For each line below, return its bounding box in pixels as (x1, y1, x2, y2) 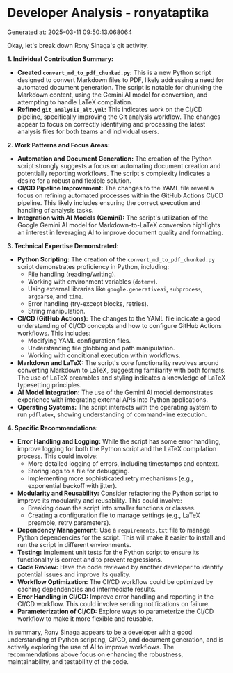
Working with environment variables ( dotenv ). (27, 277, 158, 286)
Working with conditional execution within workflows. (27, 351, 181, 359)
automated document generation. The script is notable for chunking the (17, 83, 223, 91)
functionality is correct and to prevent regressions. (17, 555, 163, 564)
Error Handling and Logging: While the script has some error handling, (17, 437, 221, 446)
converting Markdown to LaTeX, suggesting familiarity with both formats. (17, 366, 226, 374)
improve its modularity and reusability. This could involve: (17, 496, 182, 505)
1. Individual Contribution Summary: (7, 54, 113, 63)
